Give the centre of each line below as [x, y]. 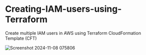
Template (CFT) [21, 38]
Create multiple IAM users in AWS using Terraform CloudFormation [73, 33]
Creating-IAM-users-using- [63, 9]
